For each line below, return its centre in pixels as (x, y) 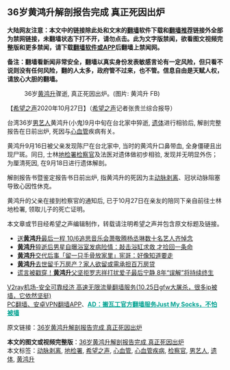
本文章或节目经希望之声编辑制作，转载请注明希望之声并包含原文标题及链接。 (115, 223)
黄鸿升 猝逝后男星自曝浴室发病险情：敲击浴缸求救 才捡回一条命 (105, 247)
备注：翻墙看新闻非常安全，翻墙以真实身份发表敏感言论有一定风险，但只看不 (115, 62)
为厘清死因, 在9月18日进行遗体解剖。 (59, 162)
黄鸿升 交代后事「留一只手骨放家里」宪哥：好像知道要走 (95, 255)
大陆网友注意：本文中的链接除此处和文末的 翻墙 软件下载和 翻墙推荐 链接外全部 (115, 30)
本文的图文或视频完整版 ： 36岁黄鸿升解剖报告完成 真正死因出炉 (96, 342)
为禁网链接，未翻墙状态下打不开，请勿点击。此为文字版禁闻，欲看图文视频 (112, 38)
